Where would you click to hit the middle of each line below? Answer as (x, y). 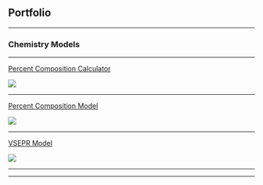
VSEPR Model (31, 143)
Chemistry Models (44, 44)
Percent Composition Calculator (59, 69)
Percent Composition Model (53, 106)
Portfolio (30, 13)
